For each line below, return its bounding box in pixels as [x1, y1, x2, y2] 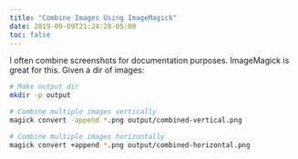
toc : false [9, 30, 51, 39]
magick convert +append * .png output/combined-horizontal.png [9, 140, 251, 150]
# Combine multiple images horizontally [9, 132, 166, 141]
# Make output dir [9, 83, 79, 92]
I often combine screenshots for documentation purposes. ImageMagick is [9, 55, 290, 66]
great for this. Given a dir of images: [9, 65, 145, 75]
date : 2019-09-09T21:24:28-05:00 [9, 22, 137, 31]
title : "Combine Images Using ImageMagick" [9, 13, 178, 23]
